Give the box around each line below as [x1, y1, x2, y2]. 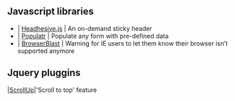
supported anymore [17, 46, 75, 55]
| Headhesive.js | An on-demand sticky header [17, 24, 152, 32]
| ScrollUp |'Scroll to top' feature [7, 86, 97, 94]
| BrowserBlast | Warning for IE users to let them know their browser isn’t [17, 39, 228, 48]
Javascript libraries [7, 6, 94, 18]
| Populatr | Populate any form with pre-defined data [17, 32, 169, 40]
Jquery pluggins [7, 67, 81, 79]
